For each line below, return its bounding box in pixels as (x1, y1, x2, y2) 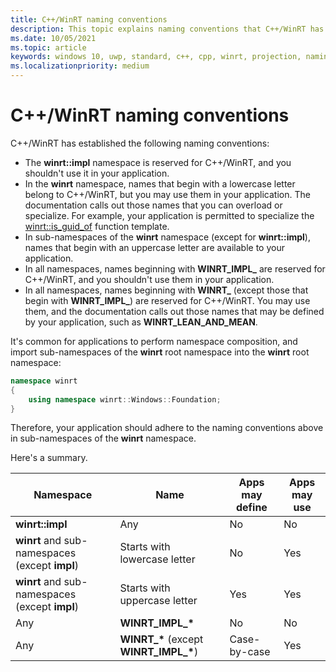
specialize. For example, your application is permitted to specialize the (24, 209, 315, 221)
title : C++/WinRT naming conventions (10, 14, 168, 25)
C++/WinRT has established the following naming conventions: (10, 137, 270, 149)
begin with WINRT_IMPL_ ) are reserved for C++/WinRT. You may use (24, 294, 311, 306)
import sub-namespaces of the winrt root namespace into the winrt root (10, 346, 310, 358)
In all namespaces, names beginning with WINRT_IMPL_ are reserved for (24, 262, 326, 275)
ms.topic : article (10, 42, 87, 53)
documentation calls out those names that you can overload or (24, 199, 283, 211)
